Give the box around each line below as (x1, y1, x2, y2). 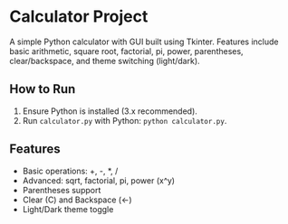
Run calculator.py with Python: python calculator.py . (22, 115, 227, 126)
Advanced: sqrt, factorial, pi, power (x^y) (22, 174, 175, 186)
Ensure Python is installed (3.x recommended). (22, 106, 197, 117)
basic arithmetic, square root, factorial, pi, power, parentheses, (9, 45, 244, 56)
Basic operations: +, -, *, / (22, 165, 119, 176)
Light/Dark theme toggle (22, 203, 114, 214)
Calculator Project (9, 6, 149, 27)
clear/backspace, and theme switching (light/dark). (9, 55, 201, 66)
